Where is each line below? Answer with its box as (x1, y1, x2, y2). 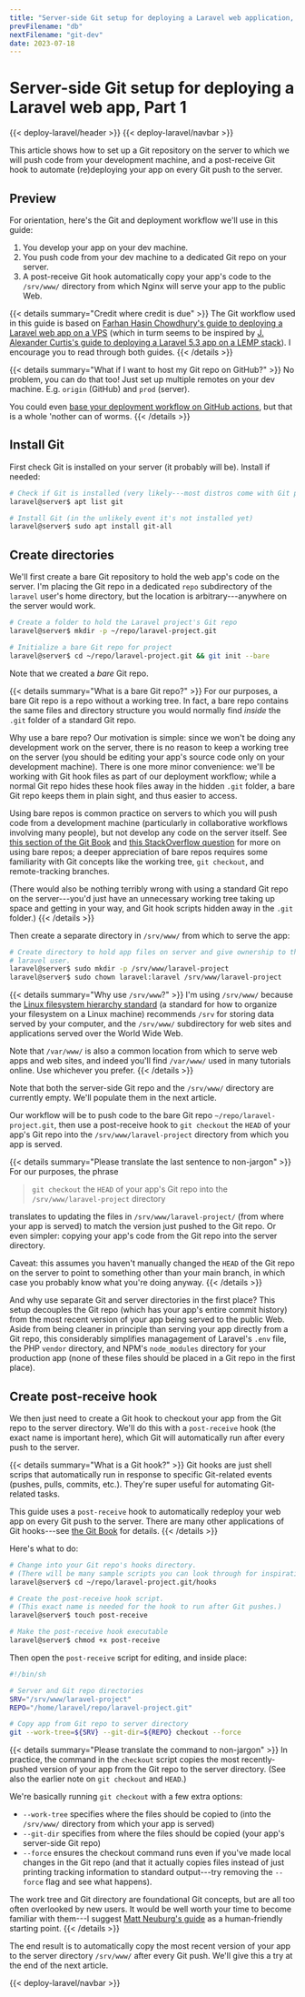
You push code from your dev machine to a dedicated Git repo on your (22, 252, 288, 262)
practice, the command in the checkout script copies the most (9, 1754, 240, 1765)
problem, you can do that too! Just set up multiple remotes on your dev (9, 374, 275, 385)
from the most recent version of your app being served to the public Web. (9, 1314, 285, 1325)
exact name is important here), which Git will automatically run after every (9, 1432, 286, 1443)
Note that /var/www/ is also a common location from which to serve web (9, 1045, 279, 1056)
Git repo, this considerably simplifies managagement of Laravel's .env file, (9, 1334, 287, 1345)
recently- (241, 1754, 276, 1765)
